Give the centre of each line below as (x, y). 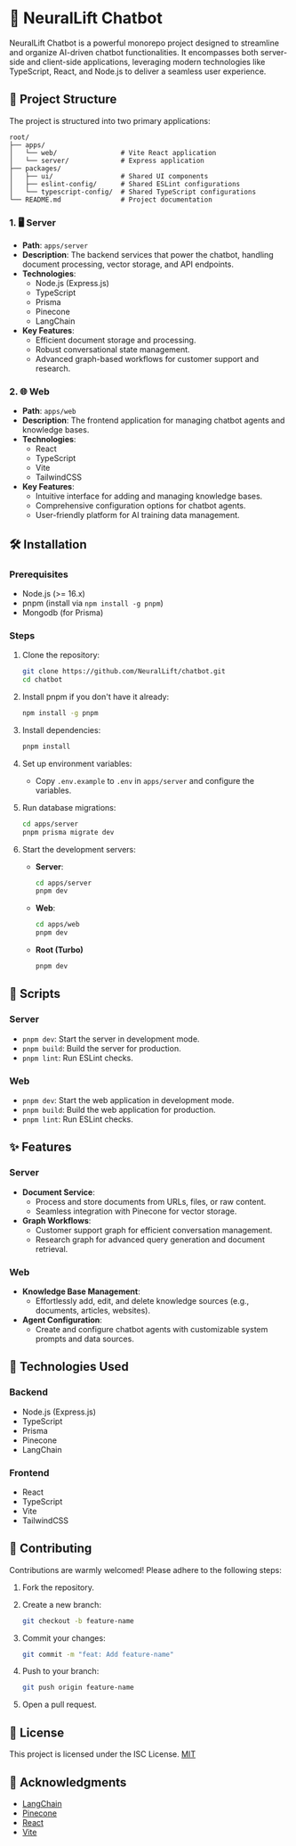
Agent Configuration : (62, 1320)
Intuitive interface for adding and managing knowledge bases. (149, 496)
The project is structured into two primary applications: (110, 120)
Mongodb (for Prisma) (63, 613)
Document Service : (58, 1192)
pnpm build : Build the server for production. (101, 1048)
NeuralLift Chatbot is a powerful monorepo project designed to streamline (144, 43)
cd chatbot (42, 680)
